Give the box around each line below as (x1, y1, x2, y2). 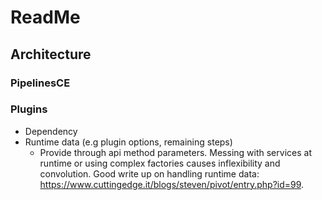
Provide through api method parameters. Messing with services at (39, 146, 312, 158)
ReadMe (10, 6, 81, 29)
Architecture (10, 46, 92, 63)
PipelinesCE (10, 76, 71, 90)
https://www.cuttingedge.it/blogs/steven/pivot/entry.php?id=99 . (39, 178, 305, 190)
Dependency (24, 125, 78, 137)
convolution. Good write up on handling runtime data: (39, 167, 260, 180)
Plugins (10, 102, 48, 116)
